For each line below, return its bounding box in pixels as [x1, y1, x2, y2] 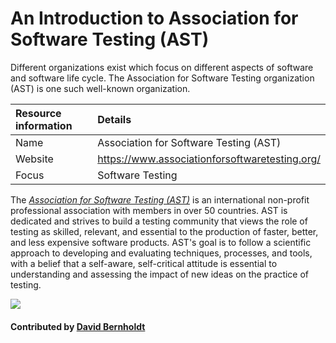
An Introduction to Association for [10, 7, 299, 30]
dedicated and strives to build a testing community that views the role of [10, 215, 308, 227]
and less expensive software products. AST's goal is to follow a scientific [10, 236, 312, 248]
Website [15, 152, 54, 166]
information [15, 118, 73, 132]
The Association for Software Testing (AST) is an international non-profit [10, 193, 310, 206]
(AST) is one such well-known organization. [10, 82, 191, 94]
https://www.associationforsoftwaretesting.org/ [97, 152, 321, 166]
